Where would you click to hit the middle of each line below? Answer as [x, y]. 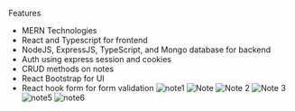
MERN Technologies [59, 30]
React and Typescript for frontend [84, 40]
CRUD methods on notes [68, 69]
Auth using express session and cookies [97, 59]
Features [25, 13]
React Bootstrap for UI [63, 79]
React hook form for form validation [88, 88]
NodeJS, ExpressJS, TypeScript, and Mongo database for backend [146, 50]
